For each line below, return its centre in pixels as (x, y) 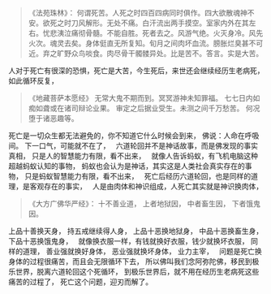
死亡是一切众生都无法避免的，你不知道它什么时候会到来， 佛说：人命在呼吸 (134, 136)
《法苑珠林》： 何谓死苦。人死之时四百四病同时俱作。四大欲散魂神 (138, 13)
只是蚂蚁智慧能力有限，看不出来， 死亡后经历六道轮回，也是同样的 (138, 176)
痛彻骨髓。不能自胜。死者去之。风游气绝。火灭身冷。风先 (167, 33)
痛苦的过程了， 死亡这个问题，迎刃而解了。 (80, 282)
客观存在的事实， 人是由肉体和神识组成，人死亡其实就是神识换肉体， (146, 186)
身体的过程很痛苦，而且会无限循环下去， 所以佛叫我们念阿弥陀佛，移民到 (130, 262)
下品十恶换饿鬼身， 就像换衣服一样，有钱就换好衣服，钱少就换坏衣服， (129, 241)
